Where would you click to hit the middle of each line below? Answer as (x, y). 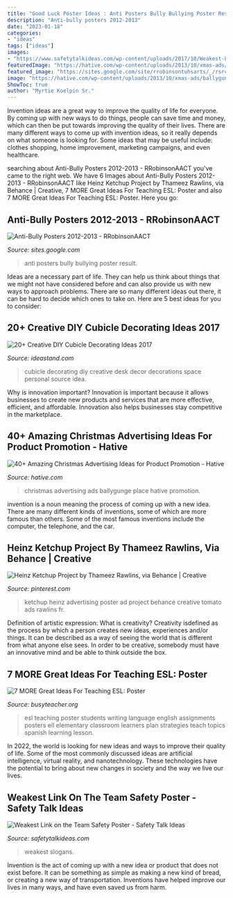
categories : (24, 33)
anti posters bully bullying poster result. (80, 263)
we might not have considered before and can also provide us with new (109, 284)
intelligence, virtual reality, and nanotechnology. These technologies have (112, 761)
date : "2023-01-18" (35, 26)
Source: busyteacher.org (43, 705)
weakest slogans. (49, 852)
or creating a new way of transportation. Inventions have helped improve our (116, 880)
